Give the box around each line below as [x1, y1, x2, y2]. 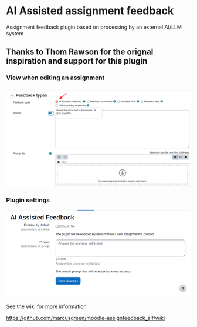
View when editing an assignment [6, 74, 105, 82]
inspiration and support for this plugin [6, 56, 148, 66]
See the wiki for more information [6, 303, 87, 310]
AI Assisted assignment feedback [6, 4, 174, 18]
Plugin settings [6, 196, 50, 204]
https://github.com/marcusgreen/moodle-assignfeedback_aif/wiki [6, 314, 165, 321]
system [6, 29, 24, 36]
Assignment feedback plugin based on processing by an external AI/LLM [6, 24, 182, 31]
